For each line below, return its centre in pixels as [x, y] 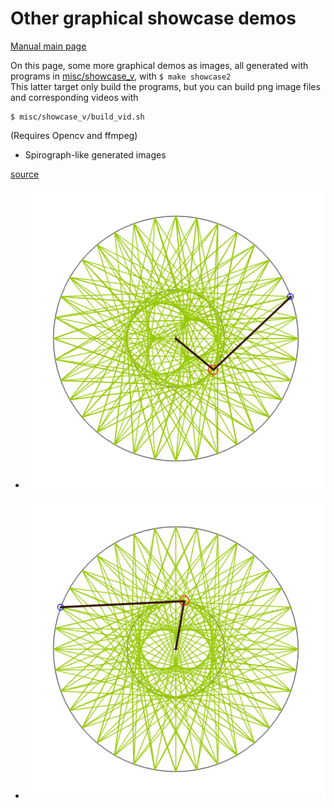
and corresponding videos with [74, 97]
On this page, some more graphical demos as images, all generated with [159, 65]
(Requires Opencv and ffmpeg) [74, 135]
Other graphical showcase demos [153, 18]
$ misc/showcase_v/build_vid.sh [77, 117]
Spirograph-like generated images [95, 154]
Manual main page [48, 46]
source [25, 174]
